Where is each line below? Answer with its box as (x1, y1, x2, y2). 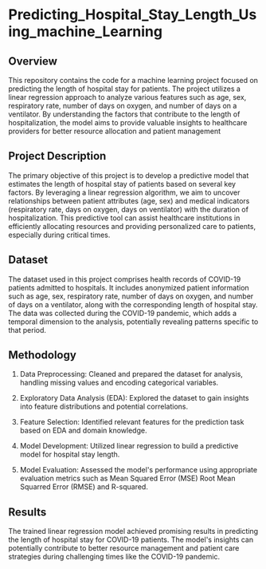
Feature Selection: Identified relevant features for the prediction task (19, 417, 244, 427)
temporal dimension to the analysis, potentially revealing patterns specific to (8, 317, 259, 326)
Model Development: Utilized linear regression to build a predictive (19, 441, 239, 451)
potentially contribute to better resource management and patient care (8, 543, 240, 553)
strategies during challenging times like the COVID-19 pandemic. (8, 552, 221, 562)
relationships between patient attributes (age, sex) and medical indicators (8, 196, 250, 205)
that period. (8, 325, 46, 334)
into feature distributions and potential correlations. (19, 401, 189, 412)
